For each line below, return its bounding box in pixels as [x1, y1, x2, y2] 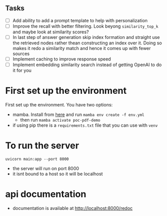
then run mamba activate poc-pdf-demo [20, 117, 100, 123]
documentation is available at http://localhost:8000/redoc [12, 205, 133, 211]
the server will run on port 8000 [12, 166, 79, 171]
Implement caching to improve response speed [12, 56, 111, 62]
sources [12, 50, 30, 57]
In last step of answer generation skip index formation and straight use [12, 34, 160, 40]
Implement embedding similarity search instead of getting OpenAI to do [12, 62, 162, 68]
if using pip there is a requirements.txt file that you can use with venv [12, 122, 158, 128]
